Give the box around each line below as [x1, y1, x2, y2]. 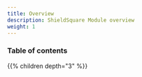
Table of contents [7, 46, 68, 55]
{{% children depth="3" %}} [7, 62, 88, 70]
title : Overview [7, 10, 54, 17]
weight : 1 [7, 23, 36, 30]
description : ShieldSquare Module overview [7, 17, 135, 24]
